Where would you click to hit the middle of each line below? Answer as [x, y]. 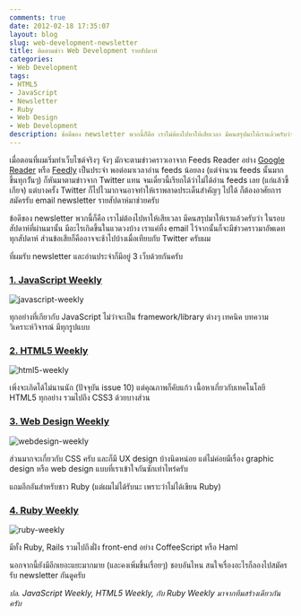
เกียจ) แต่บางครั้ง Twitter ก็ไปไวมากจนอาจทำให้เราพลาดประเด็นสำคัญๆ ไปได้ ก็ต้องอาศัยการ [146, 190]
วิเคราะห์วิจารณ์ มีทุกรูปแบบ [50, 327]
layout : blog [34, 34]
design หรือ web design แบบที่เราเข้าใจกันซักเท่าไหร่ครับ [99, 468]
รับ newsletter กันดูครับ [47, 576]
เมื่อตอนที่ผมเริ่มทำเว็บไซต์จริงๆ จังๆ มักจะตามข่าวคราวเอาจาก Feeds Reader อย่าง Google [147, 160]
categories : [31, 59]
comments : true [38, 17]
